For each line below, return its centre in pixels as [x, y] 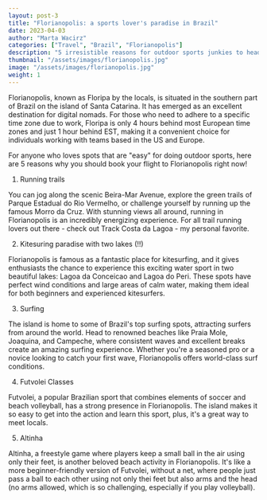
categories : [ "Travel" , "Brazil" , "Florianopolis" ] [95, 45]
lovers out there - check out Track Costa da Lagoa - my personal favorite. [129, 229]
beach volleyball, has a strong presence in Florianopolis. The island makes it [133, 405]
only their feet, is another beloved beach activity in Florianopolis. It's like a [130, 462]
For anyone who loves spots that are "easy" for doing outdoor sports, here [130, 155]
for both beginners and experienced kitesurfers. [87, 293]
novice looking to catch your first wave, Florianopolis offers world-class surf [133, 357]
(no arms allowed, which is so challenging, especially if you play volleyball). [132, 487]
